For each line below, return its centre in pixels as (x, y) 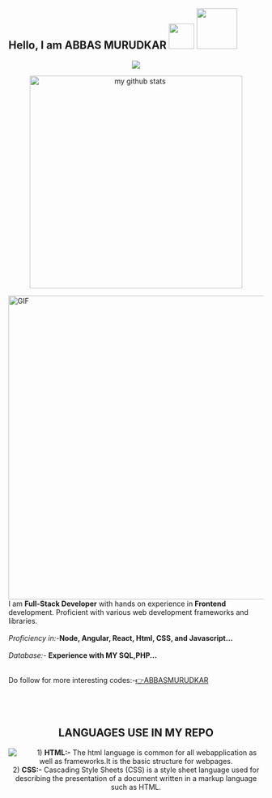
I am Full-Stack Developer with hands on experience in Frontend (117, 604)
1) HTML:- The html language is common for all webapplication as (147, 752)
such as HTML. (136, 787)
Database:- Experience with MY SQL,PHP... (83, 655)
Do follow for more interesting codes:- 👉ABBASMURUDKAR (108, 680)
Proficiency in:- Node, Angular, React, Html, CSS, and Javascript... (121, 638)
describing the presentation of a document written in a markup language (136, 778)
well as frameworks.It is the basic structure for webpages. (136, 761)
